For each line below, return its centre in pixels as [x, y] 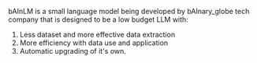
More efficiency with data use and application [94, 43]
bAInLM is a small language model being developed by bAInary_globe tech [129, 11]
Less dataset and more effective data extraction [97, 35]
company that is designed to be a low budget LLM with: [99, 19]
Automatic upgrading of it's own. [73, 51]
